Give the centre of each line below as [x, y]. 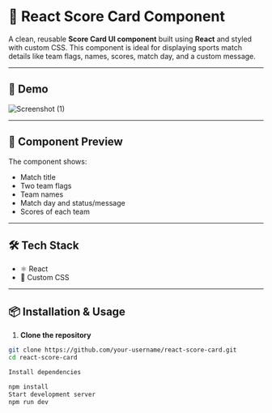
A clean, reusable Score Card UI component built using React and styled [130, 39]
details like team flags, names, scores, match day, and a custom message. [132, 56]
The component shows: [48, 161]
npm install [28, 387]
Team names [42, 194]
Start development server [52, 394]
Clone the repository [55, 335]
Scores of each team [55, 211]
